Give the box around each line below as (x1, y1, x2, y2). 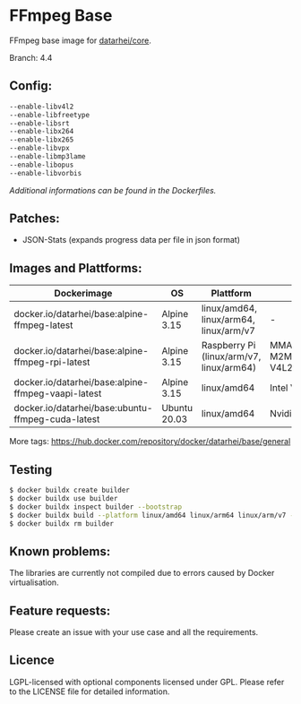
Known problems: (9, 544, 111, 559)
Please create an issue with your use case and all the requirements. (9, 627, 259, 638)
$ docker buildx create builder (9, 485, 130, 495)
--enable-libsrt (9, 118, 70, 128)
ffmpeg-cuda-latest (13, 413, 100, 425)
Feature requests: (9, 603, 111, 618)
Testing (9, 462, 53, 477)
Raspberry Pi (201, 339, 256, 352)
